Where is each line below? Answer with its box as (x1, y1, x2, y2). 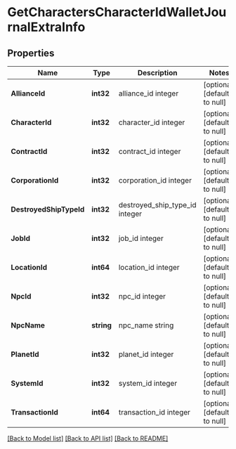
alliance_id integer (118, 89, 179, 98)
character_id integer (118, 117, 185, 127)
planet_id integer (118, 349, 174, 359)
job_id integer (118, 233, 164, 243)
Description (137, 68, 178, 77)
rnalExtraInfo (7, 19, 86, 35)
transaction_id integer (118, 408, 191, 417)
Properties (7, 47, 55, 59)
